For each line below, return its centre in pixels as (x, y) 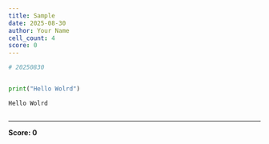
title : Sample (32, 16)
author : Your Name (39, 30)
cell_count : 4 (32, 38)
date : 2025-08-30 (37, 23)
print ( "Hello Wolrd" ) (44, 89)
